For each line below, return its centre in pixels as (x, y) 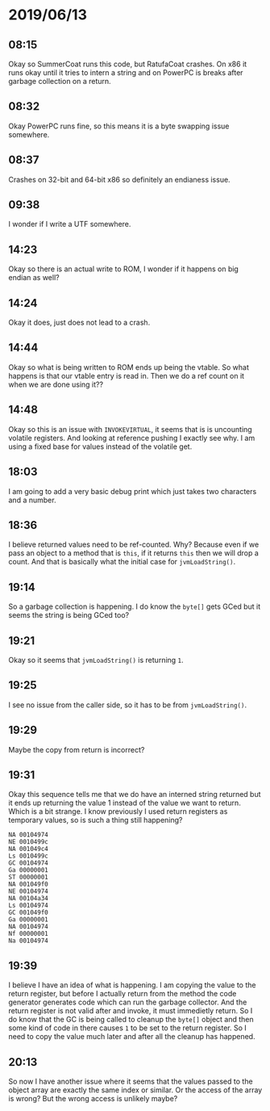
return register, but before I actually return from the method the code (123, 994)
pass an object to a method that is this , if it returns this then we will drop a (134, 553)
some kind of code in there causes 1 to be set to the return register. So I (128, 1028)
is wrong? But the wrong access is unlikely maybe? (93, 1098)
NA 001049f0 (28, 885)
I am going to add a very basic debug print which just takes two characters (133, 491)
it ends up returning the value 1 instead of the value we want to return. (125, 803)
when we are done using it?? (56, 384)
